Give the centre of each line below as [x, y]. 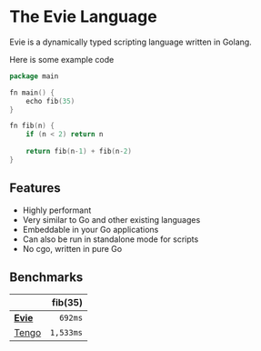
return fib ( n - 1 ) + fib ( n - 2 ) [79, 152]
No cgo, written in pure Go [72, 248]
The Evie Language [83, 17]
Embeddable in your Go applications [90, 229]
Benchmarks [46, 278]
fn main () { [32, 93]
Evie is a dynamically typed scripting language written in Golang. [130, 42]
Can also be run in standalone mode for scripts [110, 239]
